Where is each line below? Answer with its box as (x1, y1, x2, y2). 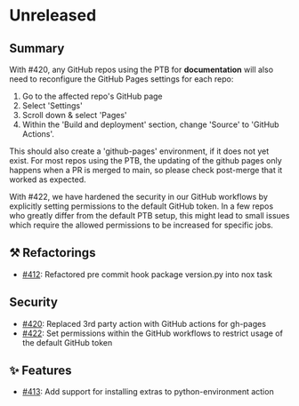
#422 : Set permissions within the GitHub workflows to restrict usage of (21, 328, 283, 338)
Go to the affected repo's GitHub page (21, 91, 163, 101)
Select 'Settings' (21, 100, 83, 111)
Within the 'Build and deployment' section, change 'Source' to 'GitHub (21, 119, 279, 130)
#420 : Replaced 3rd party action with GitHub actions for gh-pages (21, 318, 267, 329)
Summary (9, 41, 65, 56)
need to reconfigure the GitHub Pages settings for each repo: (9, 74, 234, 84)
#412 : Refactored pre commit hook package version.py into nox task (21, 268, 273, 280)
